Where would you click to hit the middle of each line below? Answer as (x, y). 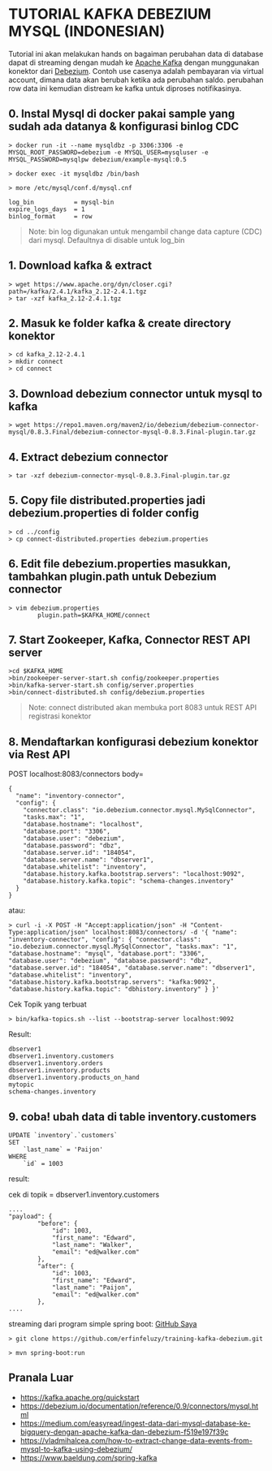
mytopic (22, 1085)
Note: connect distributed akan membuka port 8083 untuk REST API (142, 708)
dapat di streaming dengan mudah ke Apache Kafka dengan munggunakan (134, 63)
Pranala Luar (41, 1378)
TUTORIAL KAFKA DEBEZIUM (110, 14)
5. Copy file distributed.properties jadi (107, 500)
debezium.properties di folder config (104, 513)
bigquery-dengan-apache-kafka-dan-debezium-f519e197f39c (124, 1432)
